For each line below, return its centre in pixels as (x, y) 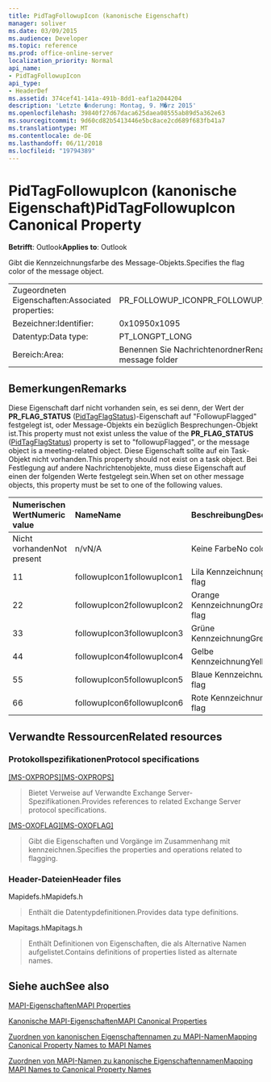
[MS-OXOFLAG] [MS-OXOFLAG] (61, 825)
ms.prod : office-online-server (61, 53)
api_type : (25, 83)
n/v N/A (88, 549)
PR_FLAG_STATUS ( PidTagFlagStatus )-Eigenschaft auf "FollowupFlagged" (133, 417)
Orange (205, 595)
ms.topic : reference (43, 46)
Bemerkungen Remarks (68, 388)
